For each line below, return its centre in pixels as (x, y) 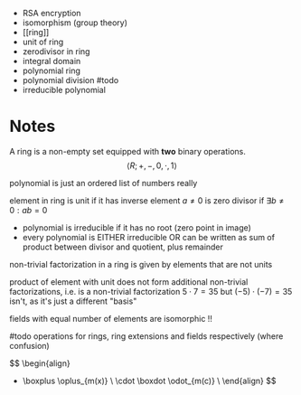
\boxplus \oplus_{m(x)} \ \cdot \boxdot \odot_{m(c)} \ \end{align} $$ (149, 381)
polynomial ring (52, 71)
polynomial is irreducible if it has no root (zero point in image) (136, 227)
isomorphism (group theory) (75, 23)
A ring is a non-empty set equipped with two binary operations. (128, 151)
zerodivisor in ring (56, 52)
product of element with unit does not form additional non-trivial (129, 282)
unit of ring (43, 42)
